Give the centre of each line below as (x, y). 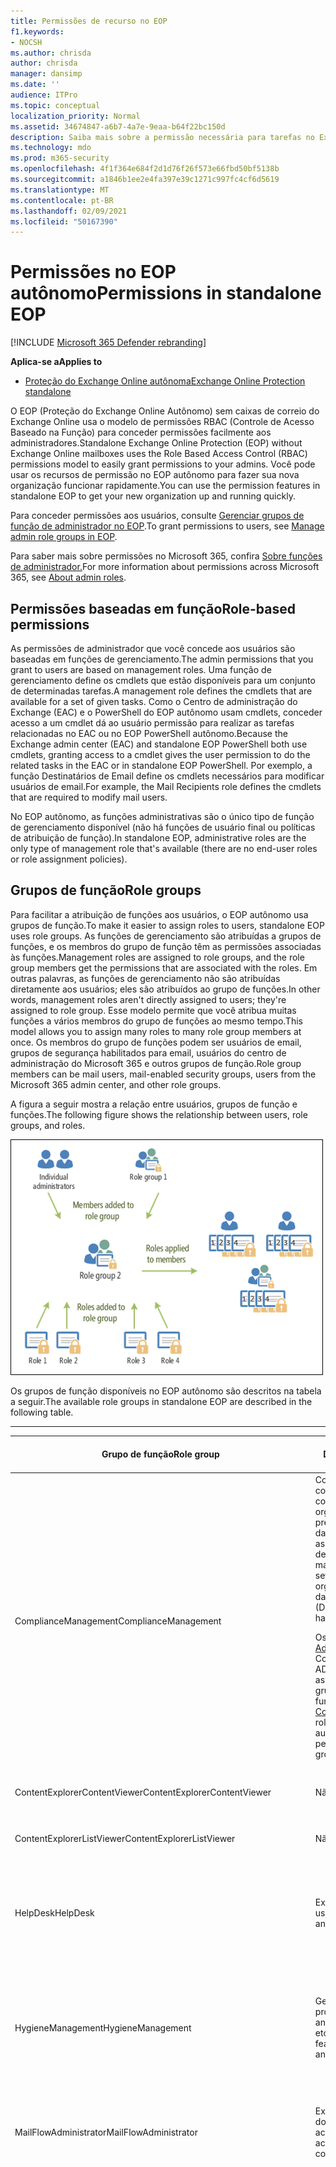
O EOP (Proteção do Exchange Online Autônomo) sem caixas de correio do (165, 411)
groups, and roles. (48, 1125)
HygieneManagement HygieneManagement (103, 2027)
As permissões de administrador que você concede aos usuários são (153, 648)
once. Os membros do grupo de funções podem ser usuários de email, (156, 1042)
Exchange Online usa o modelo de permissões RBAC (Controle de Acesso (162, 422)
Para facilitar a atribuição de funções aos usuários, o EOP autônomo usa (159, 914)
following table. (42, 1412)
